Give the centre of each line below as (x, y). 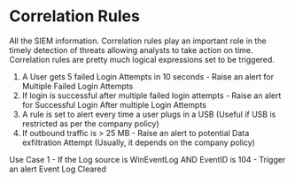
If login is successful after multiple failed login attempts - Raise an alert (151, 95)
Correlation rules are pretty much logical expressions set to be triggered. (142, 59)
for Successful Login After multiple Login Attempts (114, 104)
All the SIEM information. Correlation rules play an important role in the (138, 41)
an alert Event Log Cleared (58, 169)
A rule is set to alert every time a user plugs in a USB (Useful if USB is (149, 114)
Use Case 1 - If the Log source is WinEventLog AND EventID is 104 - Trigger (147, 159)
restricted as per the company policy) (90, 123)
